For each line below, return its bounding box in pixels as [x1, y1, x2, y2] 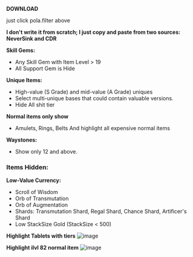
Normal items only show [6, 113, 68, 120]
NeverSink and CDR [6, 35, 57, 42]
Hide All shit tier [15, 101, 55, 108]
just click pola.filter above [6, 17, 71, 24]
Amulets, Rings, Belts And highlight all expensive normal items [15, 125, 171, 132]
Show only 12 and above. [15, 148, 77, 155]
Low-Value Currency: [6, 177, 62, 184]
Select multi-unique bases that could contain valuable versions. [15, 95, 174, 102]
